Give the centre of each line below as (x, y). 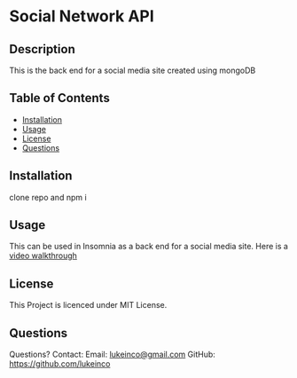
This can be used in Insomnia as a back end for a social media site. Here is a (148, 247)
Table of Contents (60, 98)
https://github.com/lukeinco (60, 364)
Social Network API (82, 16)
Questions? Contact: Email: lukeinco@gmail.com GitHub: (112, 354)
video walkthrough (43, 256)
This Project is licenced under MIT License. (88, 305)
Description (42, 49)
